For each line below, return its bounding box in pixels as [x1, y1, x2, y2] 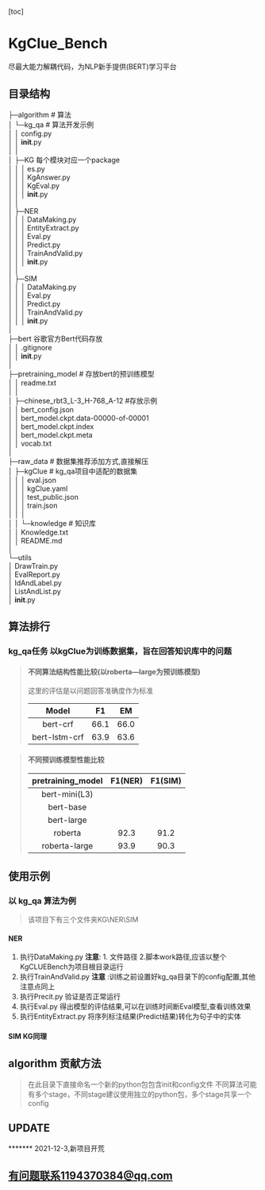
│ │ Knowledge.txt [8, 527, 69, 537]
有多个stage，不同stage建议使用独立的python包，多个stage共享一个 [27, 1089, 252, 1099]
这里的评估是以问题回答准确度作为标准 [27, 686, 153, 696]
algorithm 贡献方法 [8, 1057, 102, 1071]
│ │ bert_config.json [8, 404, 74, 414]
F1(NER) [110, 775, 143, 786]
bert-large [47, 814, 87, 825]
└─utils [8, 552, 32, 562]
